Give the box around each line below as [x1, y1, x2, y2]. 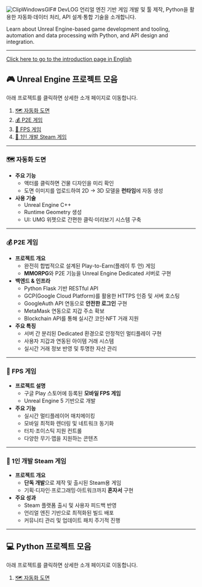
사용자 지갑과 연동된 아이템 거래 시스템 [23, 337, 114, 345]
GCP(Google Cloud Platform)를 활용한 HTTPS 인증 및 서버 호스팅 [23, 292, 180, 300]
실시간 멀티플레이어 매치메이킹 [23, 412, 95, 419]
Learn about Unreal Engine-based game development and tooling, [6, 25, 170, 32]
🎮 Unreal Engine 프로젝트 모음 [6, 75, 118, 85]
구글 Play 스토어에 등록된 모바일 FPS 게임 [23, 389, 121, 396]
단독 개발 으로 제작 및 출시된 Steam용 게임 [23, 479, 121, 486]
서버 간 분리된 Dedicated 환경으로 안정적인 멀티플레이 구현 [23, 330, 162, 337]
